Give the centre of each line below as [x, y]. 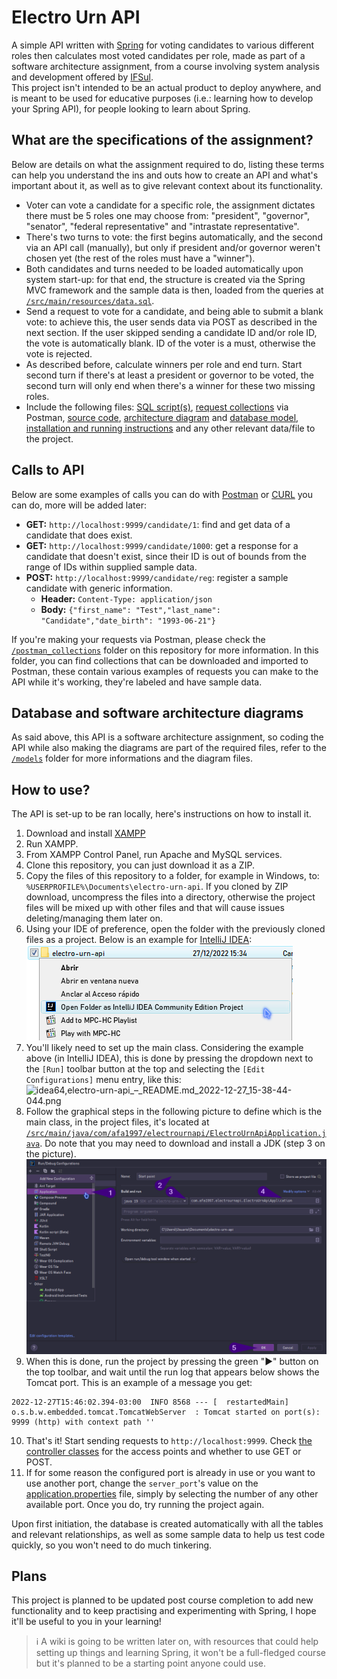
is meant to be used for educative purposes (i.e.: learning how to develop [162, 98]
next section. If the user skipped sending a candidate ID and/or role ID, [171, 332]
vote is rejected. [59, 353]
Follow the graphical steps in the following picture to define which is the [174, 1112]
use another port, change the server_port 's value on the [142, 1483]
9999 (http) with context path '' [83, 1422]
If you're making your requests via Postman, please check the [138, 639]
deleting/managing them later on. [94, 918]
